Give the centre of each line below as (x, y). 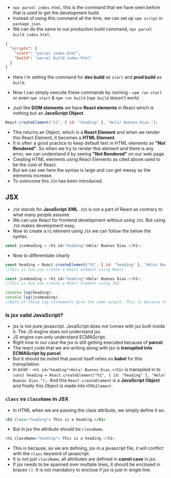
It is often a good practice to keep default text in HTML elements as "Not (89, 143)
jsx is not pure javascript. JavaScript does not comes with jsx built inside (89, 326)
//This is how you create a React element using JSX (62, 283)
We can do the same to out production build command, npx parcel (82, 29)
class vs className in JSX (37, 399)
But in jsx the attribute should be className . (58, 429)
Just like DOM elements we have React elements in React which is (83, 108)
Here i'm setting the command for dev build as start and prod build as (87, 77)
